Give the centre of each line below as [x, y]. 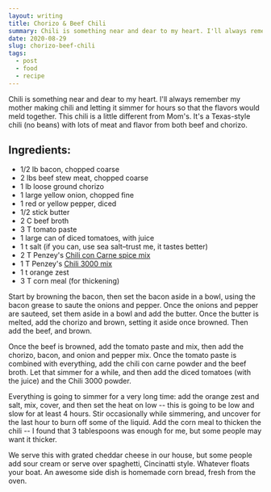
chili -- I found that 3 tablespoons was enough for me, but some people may [135, 431]
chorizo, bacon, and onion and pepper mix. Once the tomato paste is [123, 355]
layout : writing [35, 16]
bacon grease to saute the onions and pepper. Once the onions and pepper [133, 305]
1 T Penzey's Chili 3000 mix [66, 264]
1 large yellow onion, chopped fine [77, 196]
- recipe [30, 76]
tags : [17, 53]
